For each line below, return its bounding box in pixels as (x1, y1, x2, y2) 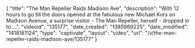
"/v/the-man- (145, 29, 177, 36)
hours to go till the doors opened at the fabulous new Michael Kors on (6, 11, 176, 18)
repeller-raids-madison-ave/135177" (6, 36, 94, 42)
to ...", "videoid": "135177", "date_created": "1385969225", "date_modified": (6, 23, 189, 30)
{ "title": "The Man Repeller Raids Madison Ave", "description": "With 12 (6, 5, 180, 12)
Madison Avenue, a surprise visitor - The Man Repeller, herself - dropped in (6, 17, 190, 24)
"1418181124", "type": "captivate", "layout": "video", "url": (6, 29, 144, 36)
